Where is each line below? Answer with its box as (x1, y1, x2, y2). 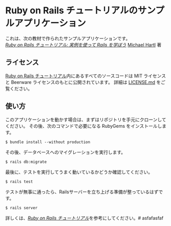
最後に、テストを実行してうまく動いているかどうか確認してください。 (5, 169, 153, 175)
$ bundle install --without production (5, 139, 91, 145)
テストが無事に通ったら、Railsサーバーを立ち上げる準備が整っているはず (5, 189, 159, 195)
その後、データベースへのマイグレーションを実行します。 (5, 149, 126, 155)
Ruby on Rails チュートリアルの (5, 5, 138, 16)
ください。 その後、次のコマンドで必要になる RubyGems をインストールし (5, 123, 162, 129)
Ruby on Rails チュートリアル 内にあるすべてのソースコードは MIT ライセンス (5, 73, 166, 79)
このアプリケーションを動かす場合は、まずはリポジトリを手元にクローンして (5, 116, 166, 123)
